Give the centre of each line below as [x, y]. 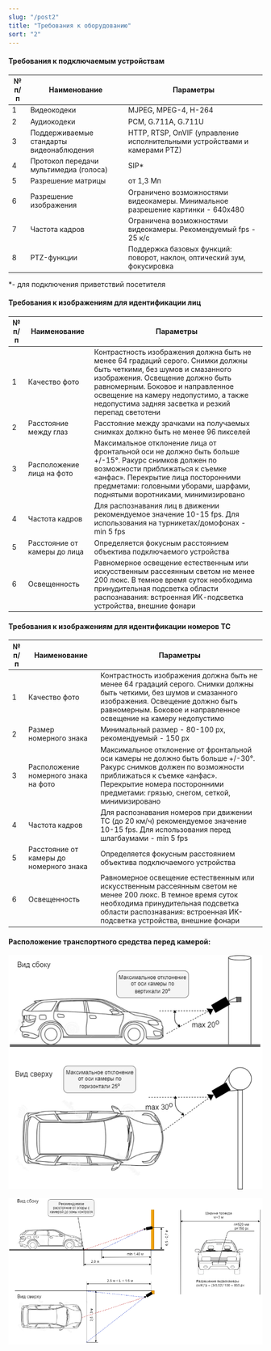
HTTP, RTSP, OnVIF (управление [183, 133]
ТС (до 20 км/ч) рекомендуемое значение [174, 821]
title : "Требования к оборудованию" [70, 25]
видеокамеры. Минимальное [178, 201]
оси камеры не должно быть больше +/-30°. [178, 758]
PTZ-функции [54, 258]
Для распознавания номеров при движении [176, 812]
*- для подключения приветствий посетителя [87, 284]
